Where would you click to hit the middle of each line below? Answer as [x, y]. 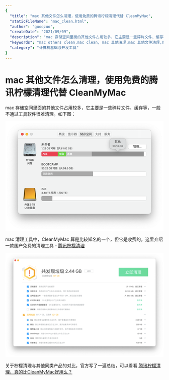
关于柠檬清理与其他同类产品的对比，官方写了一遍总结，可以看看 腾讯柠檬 [81, 366]
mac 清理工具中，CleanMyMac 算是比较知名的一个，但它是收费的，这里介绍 [84, 239]
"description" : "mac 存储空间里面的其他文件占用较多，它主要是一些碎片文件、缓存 [87, 37]
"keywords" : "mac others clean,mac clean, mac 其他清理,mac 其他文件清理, [86, 43]
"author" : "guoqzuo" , [32, 27]
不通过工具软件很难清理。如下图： [40, 114]
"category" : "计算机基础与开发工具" [44, 48]
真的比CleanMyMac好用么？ [43, 372]
